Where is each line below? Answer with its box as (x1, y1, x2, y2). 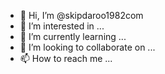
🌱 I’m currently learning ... (19, 31, 127, 42)
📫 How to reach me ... (19, 53, 113, 64)
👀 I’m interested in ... (19, 20, 105, 32)
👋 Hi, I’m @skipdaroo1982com (19, 10, 144, 21)
